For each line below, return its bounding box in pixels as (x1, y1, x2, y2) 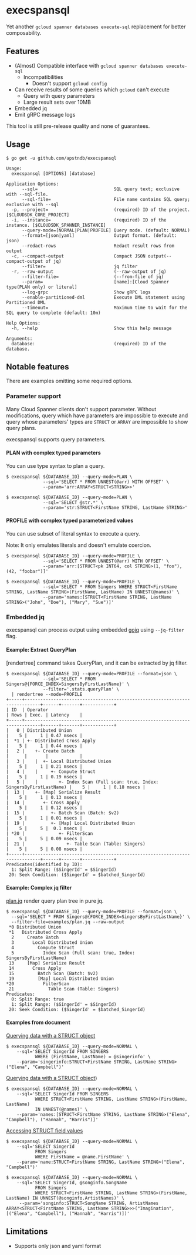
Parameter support (6, 392, 62, 401)
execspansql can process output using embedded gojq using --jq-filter (6, 626, 184, 633)
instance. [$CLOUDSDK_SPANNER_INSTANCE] (6, 222, 107, 228)
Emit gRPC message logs (14, 111, 76, 118)
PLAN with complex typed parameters (6, 449, 101, 457)
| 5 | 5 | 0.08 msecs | (6, 846, 83, 852)
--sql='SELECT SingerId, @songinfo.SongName (16, 1180, 127, 1185)
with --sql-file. (6, 191, 49, 197)
